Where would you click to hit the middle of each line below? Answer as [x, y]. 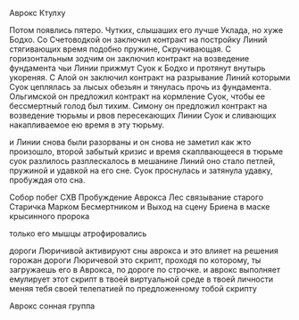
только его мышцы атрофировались [78, 234]
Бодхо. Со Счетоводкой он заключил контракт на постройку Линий [138, 40]
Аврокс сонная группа [52, 306]
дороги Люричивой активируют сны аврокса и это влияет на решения [144, 250]
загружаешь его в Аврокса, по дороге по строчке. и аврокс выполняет [145, 270]
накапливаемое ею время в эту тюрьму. [87, 125]
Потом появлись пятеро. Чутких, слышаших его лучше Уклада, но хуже [146, 30]
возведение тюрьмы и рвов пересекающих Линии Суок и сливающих [143, 115]
